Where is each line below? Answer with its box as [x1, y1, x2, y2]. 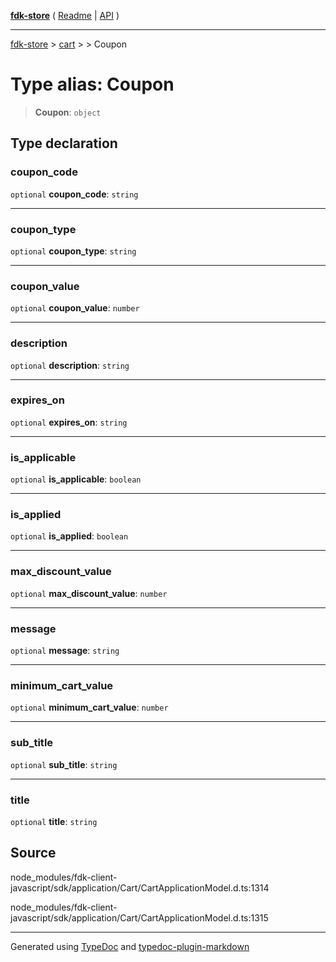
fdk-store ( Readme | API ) [10, 10, 120, 21]
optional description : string [10, 359, 130, 371]
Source [10, 845, 57, 862]
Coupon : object [34, 106, 102, 118]
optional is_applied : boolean [10, 530, 129, 542]
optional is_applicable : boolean [10, 473, 142, 485]
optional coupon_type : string [10, 245, 137, 257]
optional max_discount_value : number [10, 587, 168, 599]
